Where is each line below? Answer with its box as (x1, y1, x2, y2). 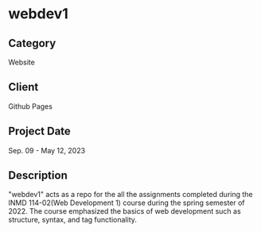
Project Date (8, 125, 72, 138)
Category (8, 37, 56, 50)
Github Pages (8, 101, 53, 111)
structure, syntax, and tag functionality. (8, 215, 138, 225)
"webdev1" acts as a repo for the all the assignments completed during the (8, 190, 253, 199)
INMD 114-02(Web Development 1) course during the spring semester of (8, 198, 245, 207)
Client (8, 80, 39, 94)
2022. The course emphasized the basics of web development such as (8, 207, 241, 216)
